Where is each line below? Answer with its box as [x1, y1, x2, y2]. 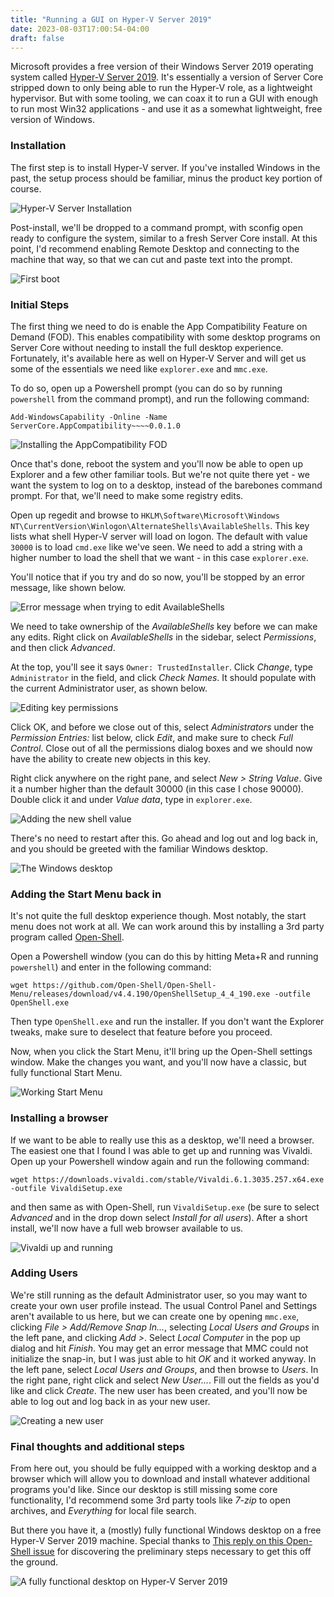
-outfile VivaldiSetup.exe [10, 1183, 123, 1193]
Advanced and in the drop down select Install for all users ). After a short [10, 1211, 308, 1223]
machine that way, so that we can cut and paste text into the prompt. [10, 253, 293, 265]
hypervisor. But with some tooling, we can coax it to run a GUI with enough [10, 92, 319, 105]
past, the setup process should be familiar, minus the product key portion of [10, 172, 323, 184]
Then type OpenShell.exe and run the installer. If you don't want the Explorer [10, 1016, 325, 1028]
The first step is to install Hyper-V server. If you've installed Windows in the [10, 161, 321, 173]
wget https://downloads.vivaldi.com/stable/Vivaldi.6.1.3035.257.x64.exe [10, 1174, 325, 1185]
